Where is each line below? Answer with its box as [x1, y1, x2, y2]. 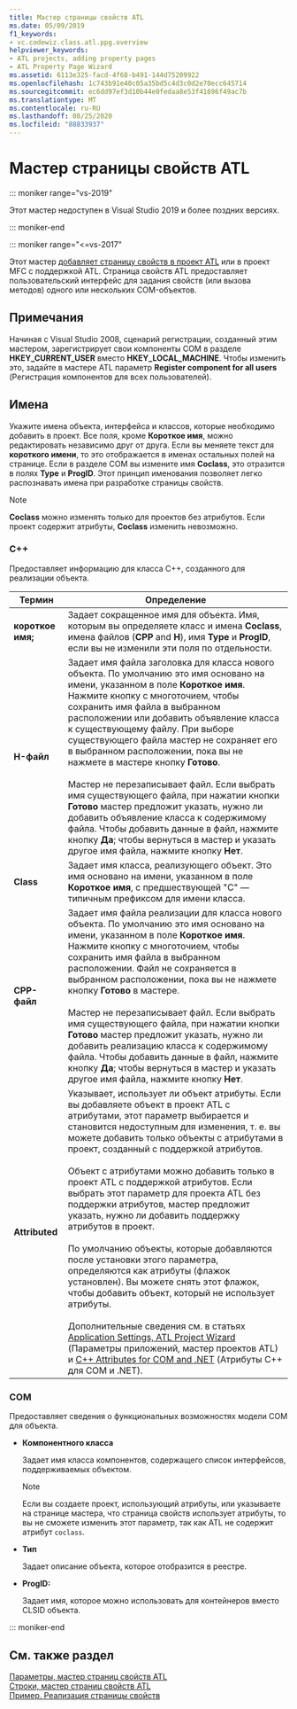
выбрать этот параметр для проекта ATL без [67, 1187, 261, 1199]
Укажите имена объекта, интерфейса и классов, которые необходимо [9, 420, 276, 431]
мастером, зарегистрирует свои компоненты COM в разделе [9, 343, 241, 354]
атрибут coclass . [21, 1526, 86, 1538]
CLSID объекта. [21, 1605, 81, 1616]
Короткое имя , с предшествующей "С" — [67, 881, 250, 894]
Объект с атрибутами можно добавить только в [67, 1165, 275, 1177]
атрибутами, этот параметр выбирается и [67, 1109, 249, 1121]
